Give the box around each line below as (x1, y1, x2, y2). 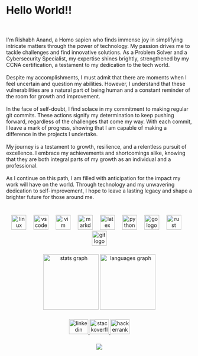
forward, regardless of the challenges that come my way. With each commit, (6, 118, 192, 125)
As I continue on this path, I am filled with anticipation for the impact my (6, 175, 181, 182)
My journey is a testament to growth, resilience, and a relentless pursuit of (6, 143, 187, 150)
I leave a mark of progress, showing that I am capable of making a (6, 124, 167, 132)
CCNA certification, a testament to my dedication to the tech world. (6, 62, 170, 69)
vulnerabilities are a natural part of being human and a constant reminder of (6, 86, 190, 94)
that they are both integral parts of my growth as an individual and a (6, 156, 171, 163)
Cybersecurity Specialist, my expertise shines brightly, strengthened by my (6, 55, 189, 62)
